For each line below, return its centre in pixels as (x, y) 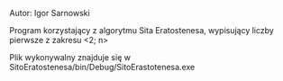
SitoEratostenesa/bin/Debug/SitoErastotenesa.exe (102, 67)
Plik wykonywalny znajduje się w (70, 57)
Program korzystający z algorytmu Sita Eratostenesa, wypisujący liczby (142, 30)
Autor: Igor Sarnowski (50, 13)
